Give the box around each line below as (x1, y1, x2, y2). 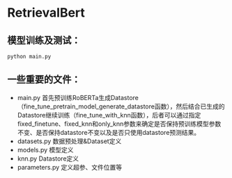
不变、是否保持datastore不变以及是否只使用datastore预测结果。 (17, 128, 201, 136)
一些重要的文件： (7, 74, 81, 86)
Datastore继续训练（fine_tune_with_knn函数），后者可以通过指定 (17, 111, 201, 119)
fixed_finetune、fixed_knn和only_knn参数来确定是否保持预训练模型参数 (17, 120, 222, 128)
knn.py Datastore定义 (17, 154, 79, 163)
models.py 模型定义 (17, 145, 75, 154)
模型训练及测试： (7, 34, 81, 46)
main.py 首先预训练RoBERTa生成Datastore (17, 93, 139, 102)
